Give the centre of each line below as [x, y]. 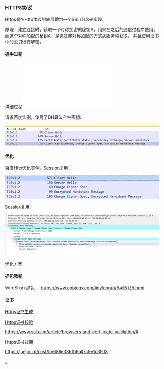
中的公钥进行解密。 [24, 42]
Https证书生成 [19, 311]
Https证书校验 [19, 322]
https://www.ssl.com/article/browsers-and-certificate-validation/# [72, 332]
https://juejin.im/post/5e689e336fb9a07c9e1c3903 [57, 351]
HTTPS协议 [19, 7]
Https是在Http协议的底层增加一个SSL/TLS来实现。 [56, 19]
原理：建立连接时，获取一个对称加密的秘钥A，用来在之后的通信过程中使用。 [81, 30]
